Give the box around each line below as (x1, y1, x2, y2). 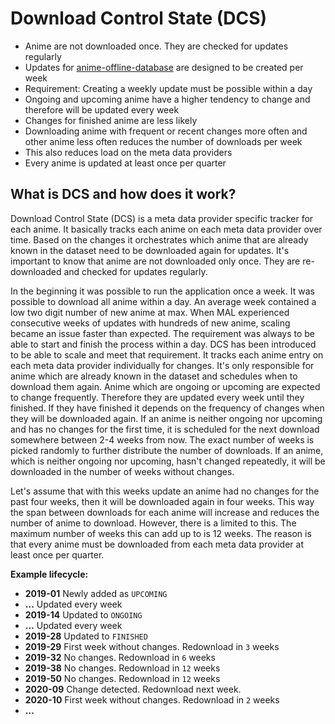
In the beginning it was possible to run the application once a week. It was (10, 285, 315, 297)
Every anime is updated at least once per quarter (24, 157, 227, 169)
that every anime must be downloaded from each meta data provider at (10, 538, 304, 550)
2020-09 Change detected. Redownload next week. (24, 683, 242, 695)
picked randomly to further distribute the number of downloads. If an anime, (10, 444, 324, 456)
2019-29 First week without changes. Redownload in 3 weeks (24, 640, 280, 652)
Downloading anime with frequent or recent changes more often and (24, 125, 308, 137)
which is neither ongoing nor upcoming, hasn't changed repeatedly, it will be (10, 455, 326, 467)
